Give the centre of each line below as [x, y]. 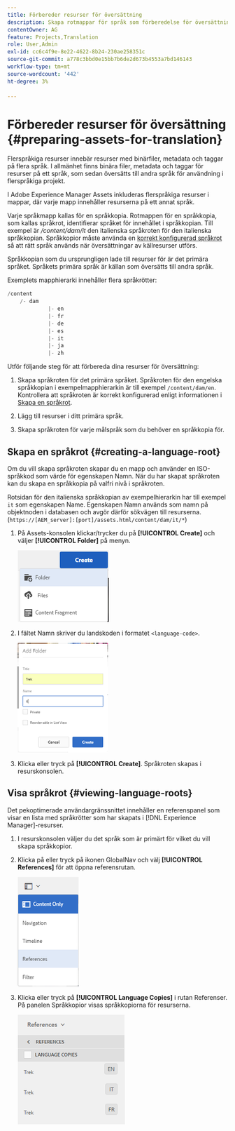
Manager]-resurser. [36, 825]
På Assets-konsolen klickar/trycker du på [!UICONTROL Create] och [116, 533]
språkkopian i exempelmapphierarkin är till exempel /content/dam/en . [117, 388]
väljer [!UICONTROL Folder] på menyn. [74, 541]
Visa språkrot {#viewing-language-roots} [100, 793]
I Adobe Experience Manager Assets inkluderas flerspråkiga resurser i [108, 195]
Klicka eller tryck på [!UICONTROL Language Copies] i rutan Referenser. [122, 997]
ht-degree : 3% [28, 81]
